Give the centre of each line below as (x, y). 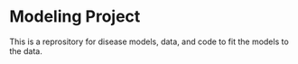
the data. (26, 50)
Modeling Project (75, 17)
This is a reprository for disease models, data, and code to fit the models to (149, 41)
